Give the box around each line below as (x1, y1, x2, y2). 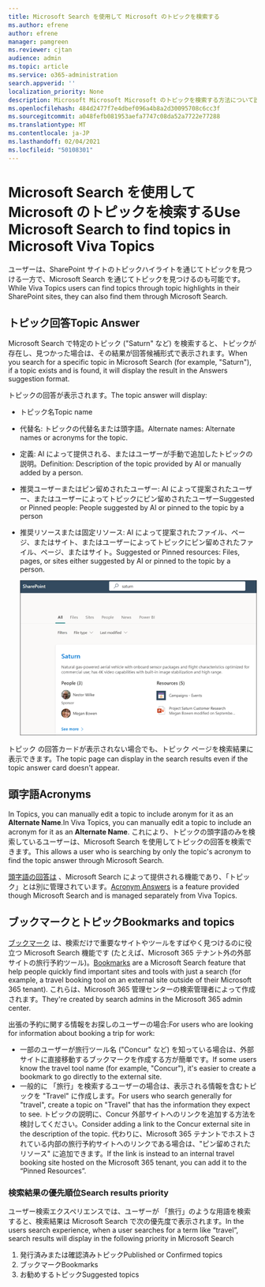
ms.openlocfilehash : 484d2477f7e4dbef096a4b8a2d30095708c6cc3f (8, 104, 221, 112)
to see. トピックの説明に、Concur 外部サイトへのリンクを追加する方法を (19, 1109, 256, 1119)
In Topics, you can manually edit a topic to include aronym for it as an (8, 809, 234, 819)
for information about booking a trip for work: (8, 1028, 155, 1037)
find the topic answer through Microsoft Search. (8, 855, 164, 865)
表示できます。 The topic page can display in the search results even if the (8, 754, 248, 764)
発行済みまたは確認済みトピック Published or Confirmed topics (19, 1250, 223, 1259)
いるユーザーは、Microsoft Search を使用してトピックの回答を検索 (28, 837, 245, 846)
